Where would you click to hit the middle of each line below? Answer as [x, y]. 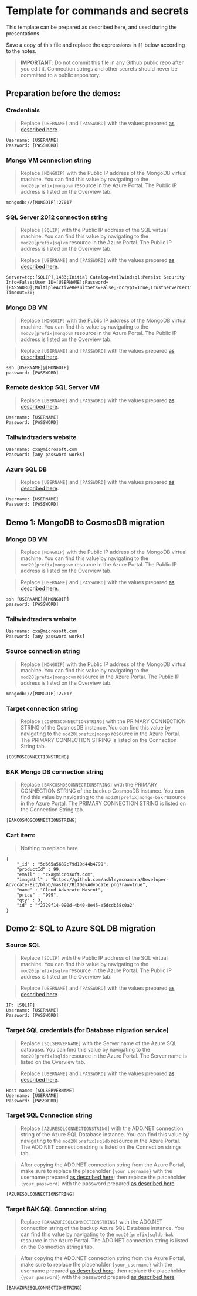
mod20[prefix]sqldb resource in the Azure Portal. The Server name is [104, 1056]
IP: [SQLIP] [21, 1005]
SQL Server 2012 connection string [57, 217]
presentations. [23, 33]
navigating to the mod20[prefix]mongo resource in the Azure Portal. [100, 734]
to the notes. [21, 51]
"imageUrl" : [33, 879]
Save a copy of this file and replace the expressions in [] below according [96, 45]
